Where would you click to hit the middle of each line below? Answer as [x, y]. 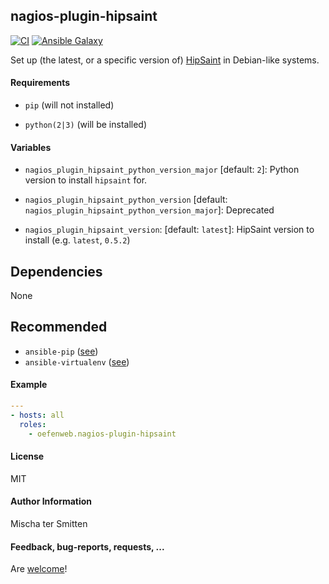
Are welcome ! [39, 569]
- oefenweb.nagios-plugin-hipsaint [102, 434]
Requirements [40, 83]
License [27, 456]
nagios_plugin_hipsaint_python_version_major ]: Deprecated [149, 210]
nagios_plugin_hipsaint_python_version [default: [126, 200]
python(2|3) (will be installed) [86, 125]
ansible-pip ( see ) [61, 351]
